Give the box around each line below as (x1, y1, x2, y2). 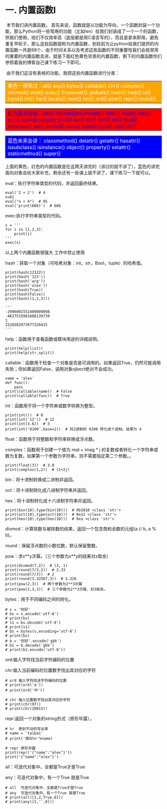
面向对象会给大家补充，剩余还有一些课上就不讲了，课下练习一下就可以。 (5, 169, 153, 175)
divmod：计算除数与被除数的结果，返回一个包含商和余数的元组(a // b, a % (5, 525, 157, 531)
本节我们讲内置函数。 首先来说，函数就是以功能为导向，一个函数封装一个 (6, 22, 156, 28)
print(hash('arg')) (5, 279, 46, 284)
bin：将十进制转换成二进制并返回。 (5, 477, 77, 483)
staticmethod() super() (7, 150, 61, 157)
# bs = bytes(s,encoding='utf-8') (5, 629, 77, 634)
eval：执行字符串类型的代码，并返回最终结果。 (5, 180, 101, 186)
